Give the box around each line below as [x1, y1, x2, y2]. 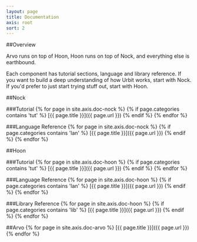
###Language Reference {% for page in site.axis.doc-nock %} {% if [6, 123, 171, 130]
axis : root [6, 19, 33, 25]
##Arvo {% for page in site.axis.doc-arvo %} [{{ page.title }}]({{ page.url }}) [6, 224, 189, 231]
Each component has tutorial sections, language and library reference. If [6, 70, 182, 77]
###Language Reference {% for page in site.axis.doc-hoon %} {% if [6, 176, 172, 183]
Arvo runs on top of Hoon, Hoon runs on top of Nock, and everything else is [6, 52, 190, 59]
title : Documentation [6, 14, 59, 20]
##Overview [6, 41, 36, 48]
